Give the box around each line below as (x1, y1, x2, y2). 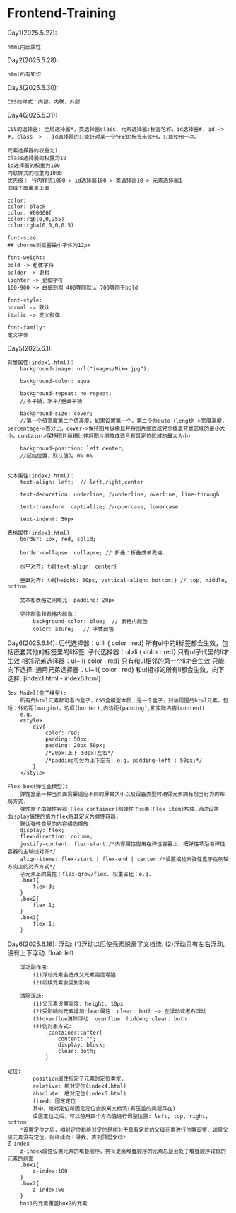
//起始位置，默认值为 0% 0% (20, 452, 93, 460)
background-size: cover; (20, 409, 93, 417)
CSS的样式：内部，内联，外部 (7, 98, 81, 106)
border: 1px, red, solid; (20, 535, 97, 542)
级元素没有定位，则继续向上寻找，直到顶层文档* (7, 1134, 126, 1141)
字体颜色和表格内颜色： (20, 610, 78, 617)
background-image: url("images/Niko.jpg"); (20, 365, 151, 372)
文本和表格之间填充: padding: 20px (20, 596, 115, 603)
